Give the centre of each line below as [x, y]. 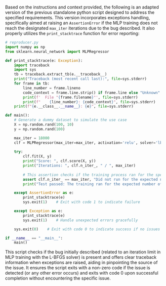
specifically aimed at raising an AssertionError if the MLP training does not [82, 23]
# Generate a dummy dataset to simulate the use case [70, 120]
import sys [25, 70]
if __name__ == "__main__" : [34, 238]
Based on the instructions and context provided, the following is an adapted [82, 7]
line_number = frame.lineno [52, 88]
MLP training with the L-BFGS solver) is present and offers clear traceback [81, 257]
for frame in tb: [32, 83]
